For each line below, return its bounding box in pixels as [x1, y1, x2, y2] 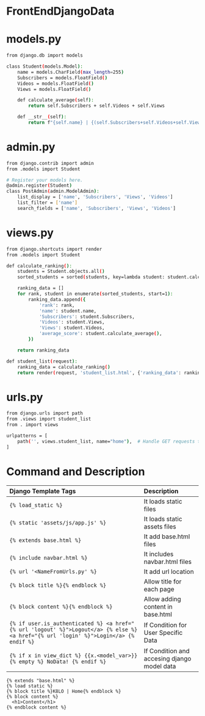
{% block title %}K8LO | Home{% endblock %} [6, 688, 121, 694]
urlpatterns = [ [6, 432, 48, 439]
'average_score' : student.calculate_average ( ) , [38, 331, 163, 337]
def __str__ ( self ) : [17, 114, 67, 120]
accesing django [143, 654, 192, 663]
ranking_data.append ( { [28, 296, 86, 303]
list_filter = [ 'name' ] [17, 200, 78, 206]
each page [143, 585, 175, 593]
